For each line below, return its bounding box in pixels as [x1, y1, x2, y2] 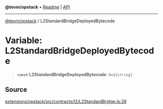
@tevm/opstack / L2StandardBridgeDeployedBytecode [5, 18, 115, 24]
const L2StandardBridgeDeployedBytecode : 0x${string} [16, 71, 133, 77]
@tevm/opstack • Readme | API [5, 4, 70, 10]
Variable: [5, 35, 43, 46]
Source [5, 86, 28, 94]
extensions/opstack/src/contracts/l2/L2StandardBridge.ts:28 [5, 98, 127, 104]
